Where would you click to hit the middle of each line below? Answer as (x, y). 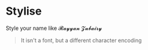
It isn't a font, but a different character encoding (81, 40)
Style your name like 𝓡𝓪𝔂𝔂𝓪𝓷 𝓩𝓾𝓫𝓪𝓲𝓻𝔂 (54, 28)
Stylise (24, 11)
